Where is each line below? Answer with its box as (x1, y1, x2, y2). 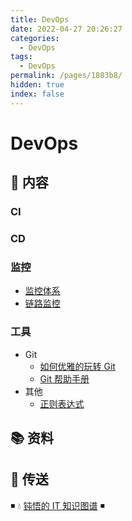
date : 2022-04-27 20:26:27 (10, 24, 123, 34)
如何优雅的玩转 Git (39, 360, 116, 372)
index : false (10, 89, 65, 99)
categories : (10, 33, 60, 43)
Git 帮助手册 (39, 372, 90, 385)
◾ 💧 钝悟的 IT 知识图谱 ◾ (10, 499, 105, 511)
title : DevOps (10, 14, 70, 25)
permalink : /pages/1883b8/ (10, 71, 123, 81)
